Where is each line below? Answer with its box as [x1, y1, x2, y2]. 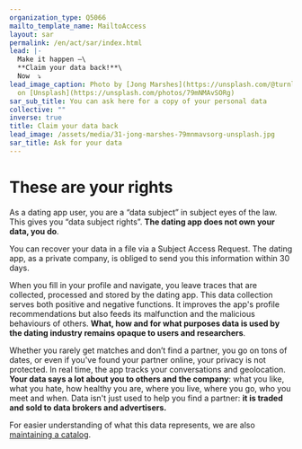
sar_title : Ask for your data [9, 138, 123, 147]
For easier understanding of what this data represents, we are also [9, 419, 256, 430]
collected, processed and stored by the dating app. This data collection [9, 289, 273, 300]
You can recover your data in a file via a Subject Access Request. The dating [9, 243, 293, 254]
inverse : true [9, 113, 63, 122]
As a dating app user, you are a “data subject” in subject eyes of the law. [9, 207, 278, 217]
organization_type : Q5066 [9, 13, 106, 22]
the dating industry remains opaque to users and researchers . [9, 327, 246, 338]
